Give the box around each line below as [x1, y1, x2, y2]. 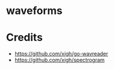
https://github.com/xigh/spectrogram [14, 57, 105, 64]
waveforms [6, 4, 63, 18]
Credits [6, 31, 43, 44]
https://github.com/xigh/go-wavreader [14, 50, 109, 57]
